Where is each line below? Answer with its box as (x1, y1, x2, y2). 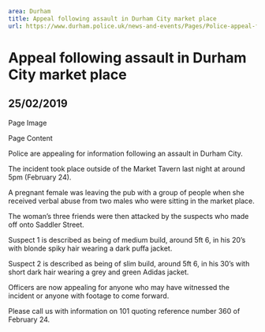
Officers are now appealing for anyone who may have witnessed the (8, 282, 230, 292)
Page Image (8, 118, 47, 127)
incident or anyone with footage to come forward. (8, 291, 170, 300)
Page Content (8, 133, 53, 142)
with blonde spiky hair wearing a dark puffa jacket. (8, 243, 173, 253)
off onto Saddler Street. (8, 220, 84, 229)
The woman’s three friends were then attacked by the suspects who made (8, 211, 249, 221)
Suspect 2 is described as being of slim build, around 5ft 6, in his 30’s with (8, 258, 250, 268)
